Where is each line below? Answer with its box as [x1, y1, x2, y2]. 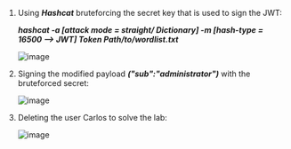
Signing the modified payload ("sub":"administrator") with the [17, 68, 251, 79]
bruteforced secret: [17, 78, 89, 88]
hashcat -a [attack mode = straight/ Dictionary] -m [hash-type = [17, 25, 264, 35]
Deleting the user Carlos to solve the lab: [17, 113, 167, 122]
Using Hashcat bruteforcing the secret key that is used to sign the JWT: [17, 8, 283, 18]
